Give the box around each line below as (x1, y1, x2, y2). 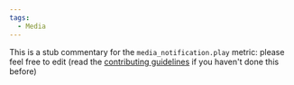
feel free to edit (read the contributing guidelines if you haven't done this (9, 56, 280, 67)
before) (9, 65, 38, 77)
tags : (9, 13, 30, 23)
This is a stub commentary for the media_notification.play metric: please (9, 46, 285, 57)
